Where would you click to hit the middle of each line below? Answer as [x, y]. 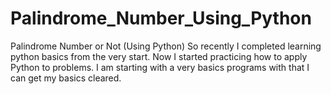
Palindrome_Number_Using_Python [161, 18]
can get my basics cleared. [66, 78]
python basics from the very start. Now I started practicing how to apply [159, 56]
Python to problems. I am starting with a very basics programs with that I [160, 67]
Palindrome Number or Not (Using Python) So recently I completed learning [166, 46]
